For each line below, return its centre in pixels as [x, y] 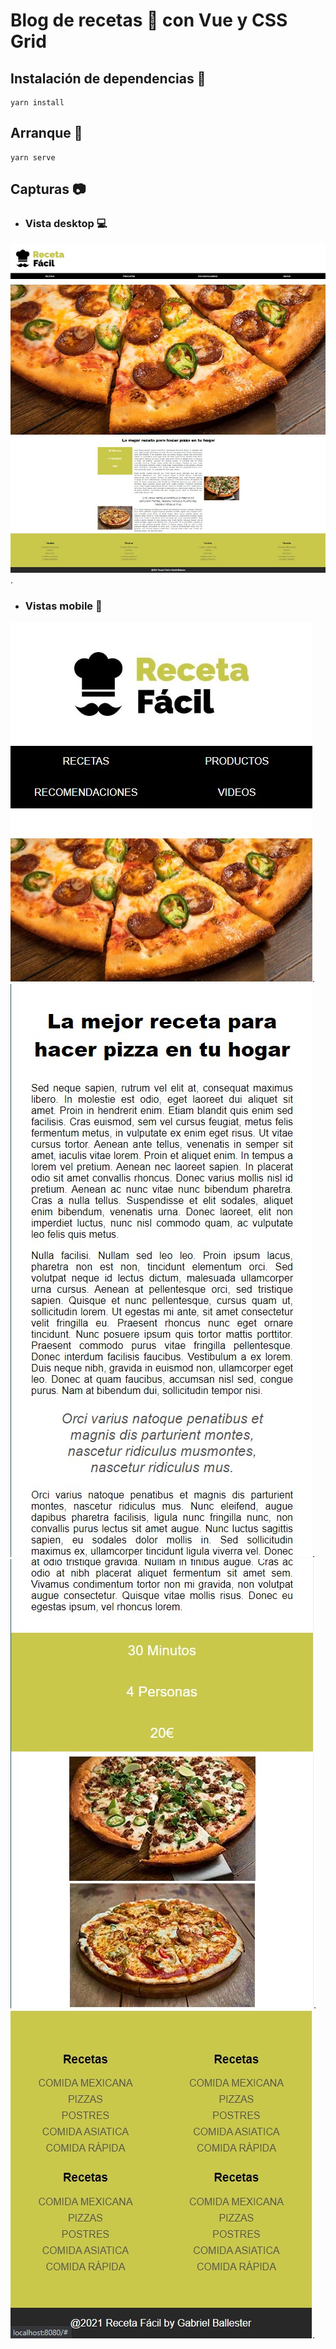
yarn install [37, 103]
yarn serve [33, 157]
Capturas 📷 [48, 189]
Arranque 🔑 [46, 133]
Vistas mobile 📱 [63, 606]
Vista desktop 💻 [66, 224]
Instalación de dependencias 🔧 [108, 78]
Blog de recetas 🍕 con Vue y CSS [149, 20]
